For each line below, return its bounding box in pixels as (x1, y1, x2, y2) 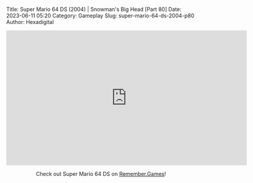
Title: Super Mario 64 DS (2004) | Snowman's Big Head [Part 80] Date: (6, 6, 182, 13)
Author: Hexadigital (6, 19, 54, 25)
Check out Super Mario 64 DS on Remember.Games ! (35, 170, 166, 177)
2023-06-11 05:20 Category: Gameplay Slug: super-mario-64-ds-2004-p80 (6, 12, 195, 19)
